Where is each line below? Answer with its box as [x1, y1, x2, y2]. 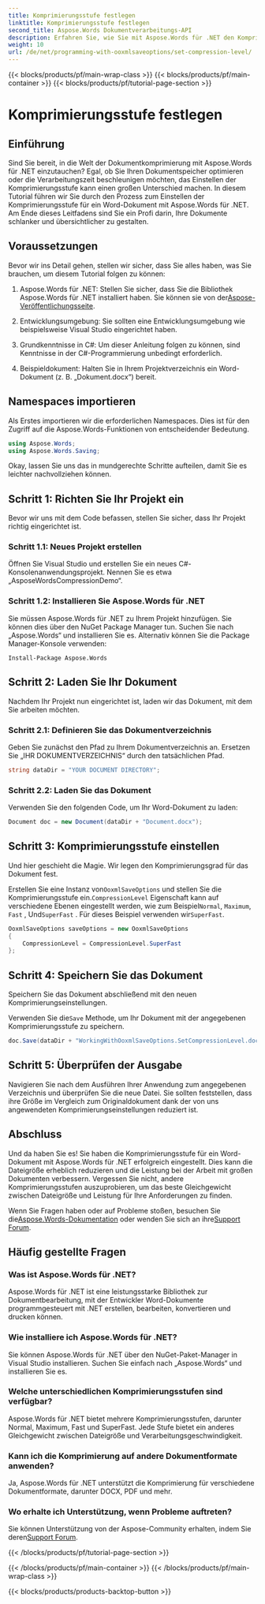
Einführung [8, 137, 65, 151]
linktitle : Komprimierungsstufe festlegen [8, 19, 150, 27]
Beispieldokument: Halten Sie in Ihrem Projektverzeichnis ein [19, 364, 218, 373]
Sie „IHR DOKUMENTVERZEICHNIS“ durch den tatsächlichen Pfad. [8, 750, 225, 760]
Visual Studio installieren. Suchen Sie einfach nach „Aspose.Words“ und [8, 1358, 242, 1367]
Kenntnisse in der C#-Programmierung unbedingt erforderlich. [19, 348, 222, 357]
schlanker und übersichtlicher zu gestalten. [8, 217, 149, 226]
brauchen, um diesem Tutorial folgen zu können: [8, 269, 166, 279]
